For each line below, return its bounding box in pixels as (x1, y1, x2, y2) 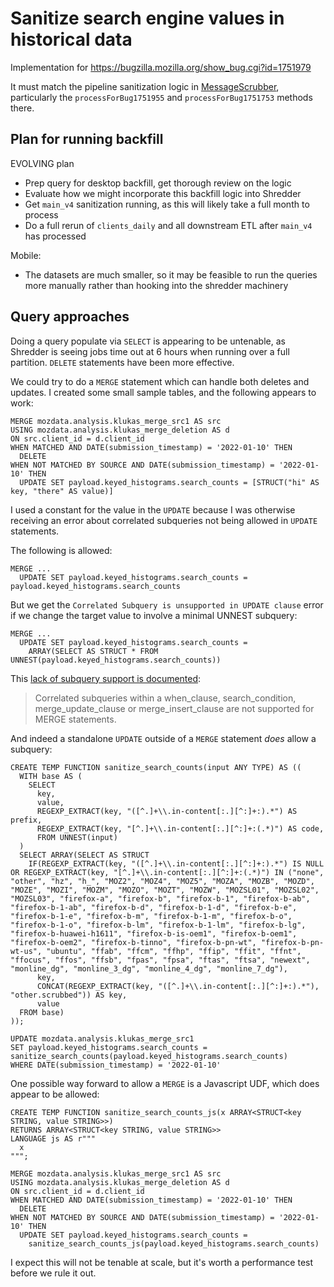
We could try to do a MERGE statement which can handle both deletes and (10, 375, 310, 387)
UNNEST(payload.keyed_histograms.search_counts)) (10, 655, 222, 665)
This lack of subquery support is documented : (10, 672, 202, 684)
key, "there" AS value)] (10, 486, 114, 496)
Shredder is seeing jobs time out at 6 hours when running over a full (10, 345, 290, 357)
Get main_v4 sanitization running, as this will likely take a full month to (24, 198, 310, 210)
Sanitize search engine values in (10, 7, 285, 30)
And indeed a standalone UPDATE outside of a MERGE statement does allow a (10, 732, 317, 744)
